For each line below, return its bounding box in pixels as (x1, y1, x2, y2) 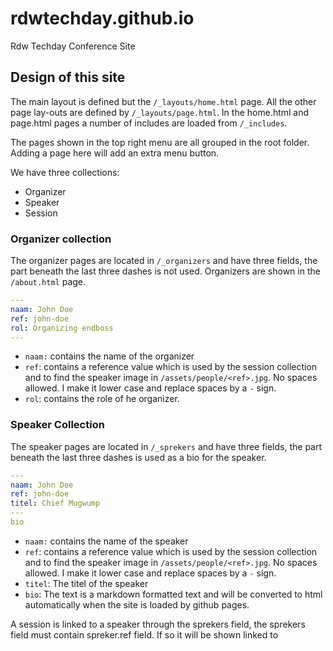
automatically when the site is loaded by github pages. (24, 598, 250, 611)
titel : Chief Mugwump (10, 498, 101, 509)
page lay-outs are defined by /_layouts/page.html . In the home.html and (10, 106, 310, 118)
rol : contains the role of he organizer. (24, 393, 180, 405)
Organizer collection (10, 232, 112, 246)
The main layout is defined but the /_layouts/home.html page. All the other (10, 95, 317, 107)
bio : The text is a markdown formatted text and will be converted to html (24, 588, 323, 600)
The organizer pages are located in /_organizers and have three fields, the (10, 255, 318, 267)
